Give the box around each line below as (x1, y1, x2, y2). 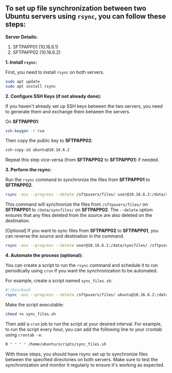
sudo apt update (5, 79, 40, 84)
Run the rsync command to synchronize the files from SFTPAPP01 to (5, 176, 150, 183)
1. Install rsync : (5, 59, 37, 65)
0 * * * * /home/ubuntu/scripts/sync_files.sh (5, 341, 106, 347)
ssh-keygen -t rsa (5, 128, 45, 133)
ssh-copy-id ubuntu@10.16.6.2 (5, 147, 70, 153)
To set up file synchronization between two (5, 4, 147, 13)
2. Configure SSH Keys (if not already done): (5, 93, 101, 99)
